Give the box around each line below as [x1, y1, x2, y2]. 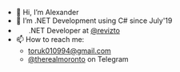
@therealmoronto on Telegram [27, 55, 130, 63]
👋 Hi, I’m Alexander [15, 8, 79, 17]
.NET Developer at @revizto [28, 26, 120, 35]
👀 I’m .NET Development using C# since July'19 [15, 16, 173, 25]
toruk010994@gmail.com [27, 46, 112, 55]
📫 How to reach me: [15, 35, 85, 44]
